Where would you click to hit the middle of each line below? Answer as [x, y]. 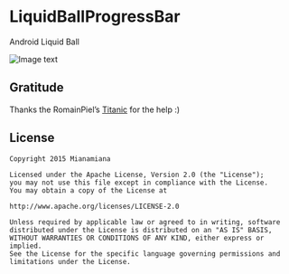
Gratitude [37, 88]
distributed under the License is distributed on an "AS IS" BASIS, [141, 230]
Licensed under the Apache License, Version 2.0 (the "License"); [137, 175]
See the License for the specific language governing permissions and [145, 254]
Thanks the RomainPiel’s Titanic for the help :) [95, 109]
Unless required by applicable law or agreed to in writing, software [145, 222]
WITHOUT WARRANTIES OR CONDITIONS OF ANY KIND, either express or [137, 238]
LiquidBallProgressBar [95, 17]
